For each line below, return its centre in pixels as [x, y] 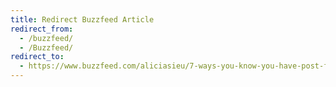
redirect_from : [42, 29]
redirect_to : [37, 57]
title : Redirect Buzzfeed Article [82, 19]
